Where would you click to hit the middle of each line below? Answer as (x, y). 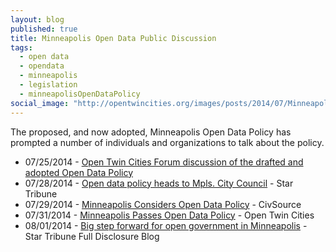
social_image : (40, 103)
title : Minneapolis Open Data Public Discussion (113, 38)
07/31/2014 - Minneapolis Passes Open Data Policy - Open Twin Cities (169, 215)
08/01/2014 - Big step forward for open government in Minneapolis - (166, 225)
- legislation (48, 85)
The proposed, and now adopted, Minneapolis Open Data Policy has (151, 132)
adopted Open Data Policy (79, 172)
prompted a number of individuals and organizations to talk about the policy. (167, 142)
